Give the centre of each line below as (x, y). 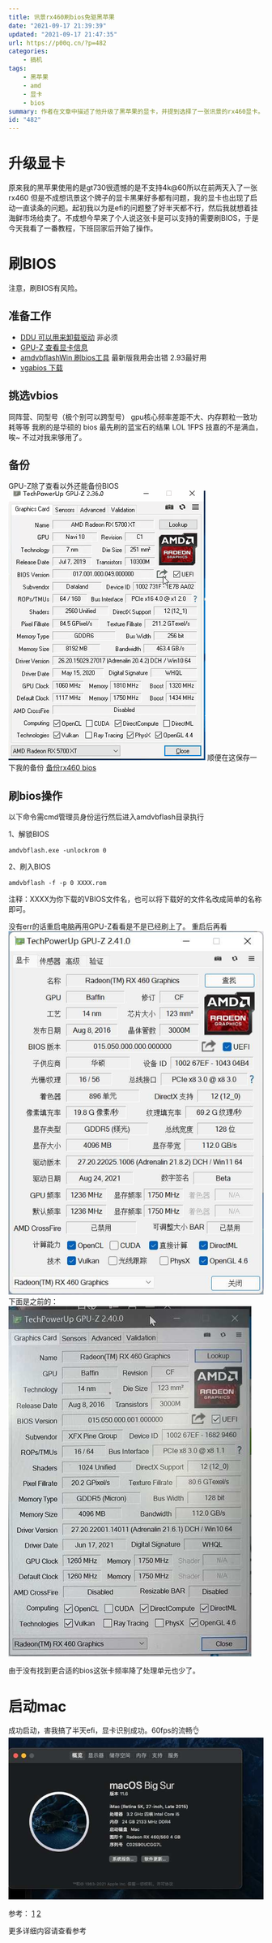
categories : (28, 52)
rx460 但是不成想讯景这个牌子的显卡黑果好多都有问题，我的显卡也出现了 (130, 198)
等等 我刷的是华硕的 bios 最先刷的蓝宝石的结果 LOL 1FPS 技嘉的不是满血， (139, 427)
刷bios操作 (36, 796)
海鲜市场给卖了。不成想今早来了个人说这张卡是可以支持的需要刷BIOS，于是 (134, 218)
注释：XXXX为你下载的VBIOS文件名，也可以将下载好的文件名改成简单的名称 (135, 899)
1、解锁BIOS (29, 834)
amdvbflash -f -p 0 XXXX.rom (57, 883)
